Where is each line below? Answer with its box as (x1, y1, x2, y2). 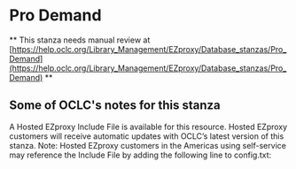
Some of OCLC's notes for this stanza (9, 98, 221, 113)
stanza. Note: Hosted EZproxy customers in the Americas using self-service (9, 140, 286, 150)
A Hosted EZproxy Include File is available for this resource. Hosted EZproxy (9, 121, 288, 132)
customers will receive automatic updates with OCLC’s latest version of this (9, 130, 284, 142)
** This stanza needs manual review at (9, 35, 151, 45)
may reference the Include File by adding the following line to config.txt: (9, 150, 272, 160)
